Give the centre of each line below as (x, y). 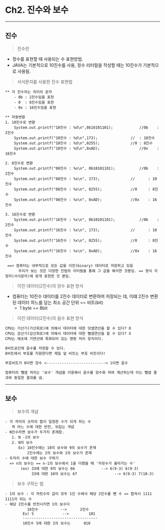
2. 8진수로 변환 (19, 163)
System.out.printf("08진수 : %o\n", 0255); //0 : (82, 189)
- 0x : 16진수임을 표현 (35, 108)
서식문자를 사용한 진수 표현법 (45, 82)
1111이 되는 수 (18, 499)
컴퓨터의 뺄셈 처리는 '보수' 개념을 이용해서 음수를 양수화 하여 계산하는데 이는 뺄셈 (78, 372)
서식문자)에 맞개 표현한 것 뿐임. (42, 276)
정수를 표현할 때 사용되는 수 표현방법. (48, 59)
